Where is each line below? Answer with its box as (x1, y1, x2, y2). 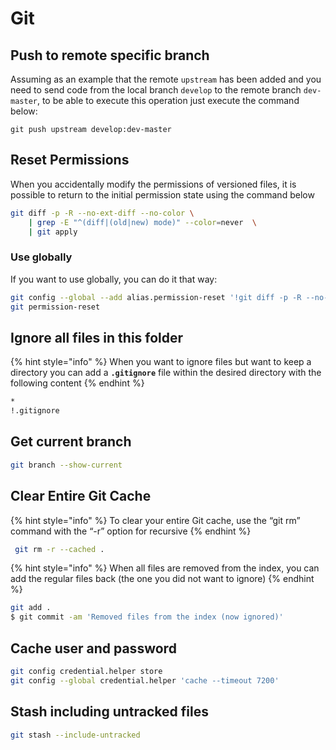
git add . (10, 603, 52, 613)
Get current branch (10, 433, 132, 451)
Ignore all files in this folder (10, 329, 184, 346)
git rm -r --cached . (14, 544, 105, 554)
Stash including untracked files (10, 703, 209, 721)
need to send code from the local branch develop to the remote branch (10, 84, 302, 96)
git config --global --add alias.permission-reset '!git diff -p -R (10, 292, 302, 302)
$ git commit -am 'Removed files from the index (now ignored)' (10, 612, 284, 622)
